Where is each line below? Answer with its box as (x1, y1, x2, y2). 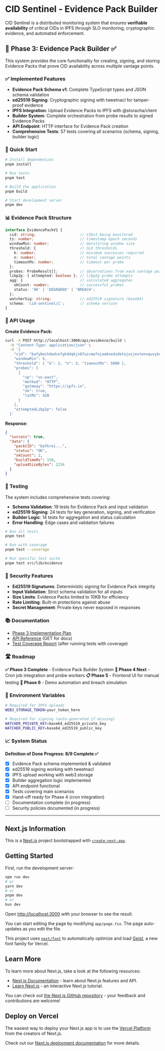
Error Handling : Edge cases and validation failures (12, 520, 114, 525)
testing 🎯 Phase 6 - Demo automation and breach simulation (5, 679, 127, 685)
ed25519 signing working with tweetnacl (12, 766, 94, 772)
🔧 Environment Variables (5, 691, 65, 698)
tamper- (133, 97, 150, 103)
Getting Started (5, 852, 54, 860)
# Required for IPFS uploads (5, 703, 65, 708)
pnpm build (5, 189, 27, 194)
